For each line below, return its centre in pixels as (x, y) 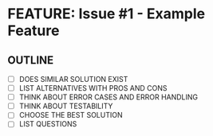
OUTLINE (31, 60)
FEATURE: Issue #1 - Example (106, 14)
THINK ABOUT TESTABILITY (66, 106)
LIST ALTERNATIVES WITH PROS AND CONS (93, 88)
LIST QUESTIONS (48, 124)
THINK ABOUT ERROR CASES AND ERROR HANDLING (108, 97)
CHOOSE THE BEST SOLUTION (71, 115)
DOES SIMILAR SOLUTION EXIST (73, 79)
